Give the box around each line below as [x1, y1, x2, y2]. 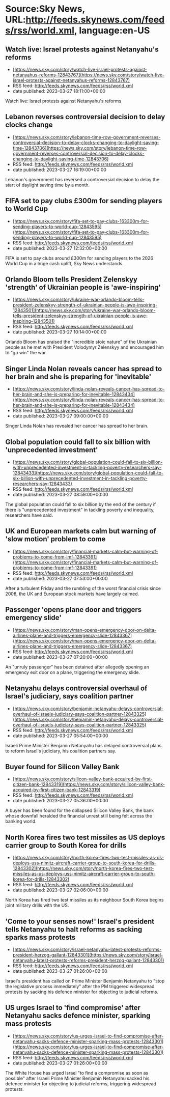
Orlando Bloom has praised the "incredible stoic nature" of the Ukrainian [5, 339, 157, 345]
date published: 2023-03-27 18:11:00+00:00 [12, 88, 106, 94]
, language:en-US [74, 25, 150, 36]
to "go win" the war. [5, 350, 47, 356]
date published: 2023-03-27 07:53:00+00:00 [12, 575, 108, 581]
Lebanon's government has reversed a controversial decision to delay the [5, 176, 160, 182]
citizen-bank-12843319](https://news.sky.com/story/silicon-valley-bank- [12, 781, 165, 787]
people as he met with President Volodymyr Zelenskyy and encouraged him [5, 344, 164, 350]
